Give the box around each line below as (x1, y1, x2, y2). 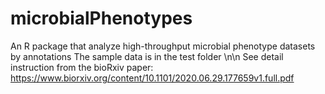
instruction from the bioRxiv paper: (10, 61, 154, 73)
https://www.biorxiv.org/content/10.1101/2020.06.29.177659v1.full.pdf (10, 72, 295, 84)
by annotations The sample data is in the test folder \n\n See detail (10, 50, 284, 62)
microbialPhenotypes (10, 7, 193, 30)
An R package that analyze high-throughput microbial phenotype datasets (10, 40, 316, 52)
